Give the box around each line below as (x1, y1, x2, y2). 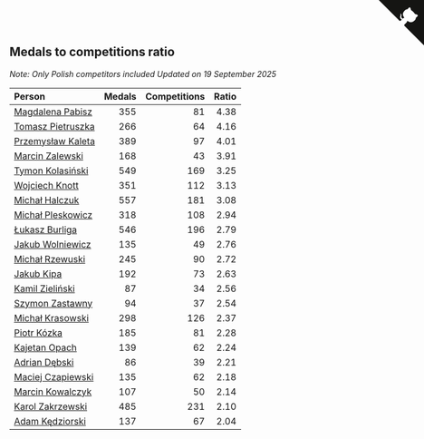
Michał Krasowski (14, 311, 89, 324)
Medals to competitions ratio (9, 44, 175, 60)
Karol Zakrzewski (14, 400, 88, 413)
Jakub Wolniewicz (14, 238, 92, 250)
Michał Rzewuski (14, 252, 86, 265)
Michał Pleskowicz (14, 209, 93, 221)
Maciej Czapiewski (14, 370, 94, 383)
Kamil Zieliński (14, 282, 75, 295)
